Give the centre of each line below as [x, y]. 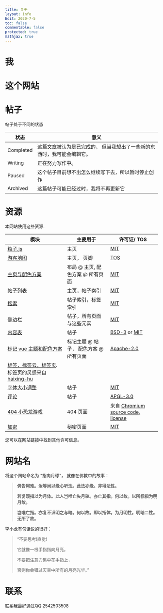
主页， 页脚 [80, 258]
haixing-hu [20, 379]
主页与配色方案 [25, 274]
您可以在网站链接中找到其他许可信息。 [43, 440]
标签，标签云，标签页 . [33, 365]
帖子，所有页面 [84, 316]
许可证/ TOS [133, 239]
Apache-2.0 [124, 348]
